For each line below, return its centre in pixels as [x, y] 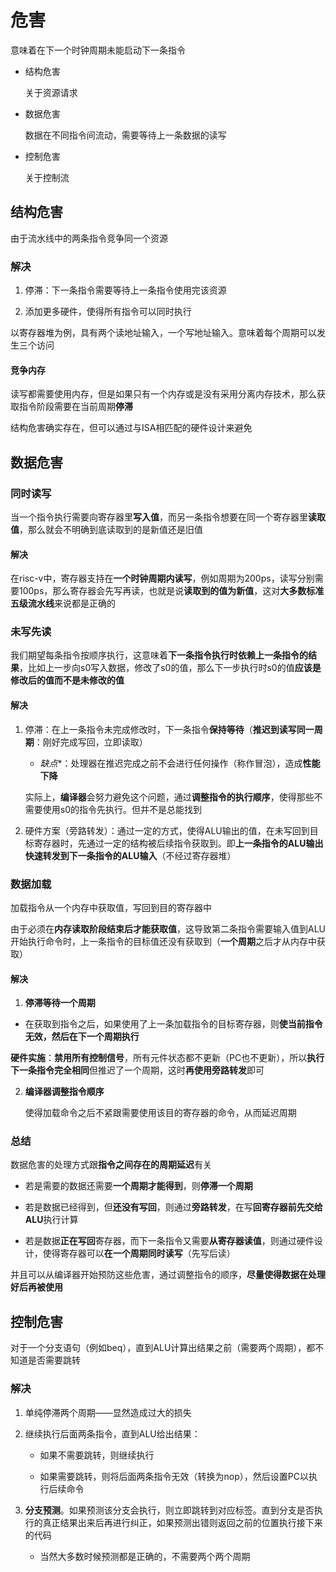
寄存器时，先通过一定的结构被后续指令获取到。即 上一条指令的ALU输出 [178, 843]
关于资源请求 [51, 92]
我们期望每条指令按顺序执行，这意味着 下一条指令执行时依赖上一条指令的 [159, 655]
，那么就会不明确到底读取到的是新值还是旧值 [111, 529]
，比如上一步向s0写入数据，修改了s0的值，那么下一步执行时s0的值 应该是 [170, 668]
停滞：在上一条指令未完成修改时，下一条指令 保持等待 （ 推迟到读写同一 [169, 729]
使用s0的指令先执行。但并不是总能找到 [122, 809]
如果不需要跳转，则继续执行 [97, 1455]
